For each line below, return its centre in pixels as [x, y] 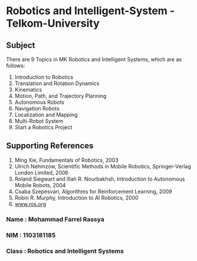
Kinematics [28, 89]
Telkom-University [53, 23]
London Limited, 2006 [42, 172]
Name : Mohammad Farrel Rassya [55, 219]
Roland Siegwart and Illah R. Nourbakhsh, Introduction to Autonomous [100, 179]
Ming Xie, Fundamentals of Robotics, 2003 [67, 160]
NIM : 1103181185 [31, 235]
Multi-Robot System [39, 121]
